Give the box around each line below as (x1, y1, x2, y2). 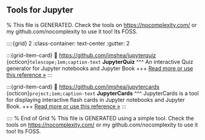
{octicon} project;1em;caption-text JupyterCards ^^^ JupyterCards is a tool (6, 89, 199, 97)
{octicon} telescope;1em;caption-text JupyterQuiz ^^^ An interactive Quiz (6, 58, 194, 65)
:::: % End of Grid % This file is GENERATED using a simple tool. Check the (6, 114, 195, 122)
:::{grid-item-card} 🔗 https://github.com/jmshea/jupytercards (6, 83, 160, 90)
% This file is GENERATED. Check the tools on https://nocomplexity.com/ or (6, 21, 197, 28)
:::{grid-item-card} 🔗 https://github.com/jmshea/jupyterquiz (6, 52, 156, 59)
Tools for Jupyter (6, 5, 73, 15)
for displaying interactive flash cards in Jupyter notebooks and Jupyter (6, 96, 185, 103)
